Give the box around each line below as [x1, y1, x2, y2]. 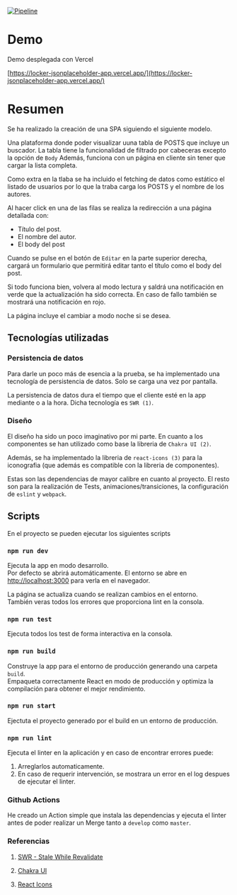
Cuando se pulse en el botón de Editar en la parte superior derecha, [7, 253, 207, 262]
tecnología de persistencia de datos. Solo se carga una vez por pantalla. [7, 377, 218, 385]
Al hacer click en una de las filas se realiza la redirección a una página [7, 203, 212, 212]
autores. [7, 190, 32, 198]
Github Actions [7, 795, 60, 805]
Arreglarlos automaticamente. [17, 762, 105, 771]
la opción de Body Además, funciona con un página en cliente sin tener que [7, 153, 226, 162]
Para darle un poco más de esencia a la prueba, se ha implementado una [7, 369, 221, 378]
